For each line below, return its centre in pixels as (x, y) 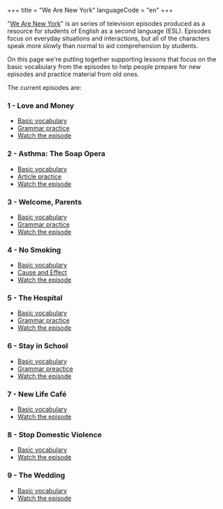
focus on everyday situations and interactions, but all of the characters (109, 38)
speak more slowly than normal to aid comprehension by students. (103, 46)
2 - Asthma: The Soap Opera (56, 154)
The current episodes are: (45, 88)
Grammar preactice (45, 368)
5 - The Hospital (35, 298)
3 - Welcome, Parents (45, 202)
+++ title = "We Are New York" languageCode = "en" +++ (90, 10)
